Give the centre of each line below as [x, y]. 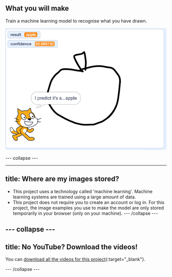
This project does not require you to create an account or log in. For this [89, 202]
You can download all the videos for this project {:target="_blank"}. [76, 259]
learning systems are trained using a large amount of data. [74, 197]
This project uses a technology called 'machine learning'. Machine [82, 191]
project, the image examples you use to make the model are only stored [88, 208]
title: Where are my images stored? [62, 179]
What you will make [37, 8]
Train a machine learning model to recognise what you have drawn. [76, 21]
